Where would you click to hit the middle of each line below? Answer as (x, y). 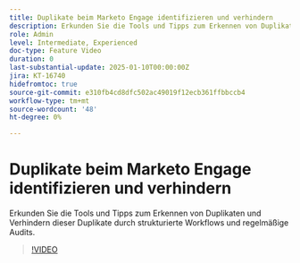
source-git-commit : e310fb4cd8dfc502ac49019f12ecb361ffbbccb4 (127, 92)
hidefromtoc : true (43, 84)
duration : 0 (31, 59)
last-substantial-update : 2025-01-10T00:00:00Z (100, 68)
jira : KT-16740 (37, 76)
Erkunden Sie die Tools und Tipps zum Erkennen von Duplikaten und (135, 213)
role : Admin (31, 34)
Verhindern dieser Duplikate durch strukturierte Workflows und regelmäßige (149, 223)
